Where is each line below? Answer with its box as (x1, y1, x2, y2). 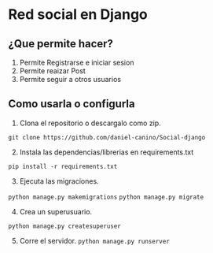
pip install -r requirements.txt (8, 162, 118, 170)
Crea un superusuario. (19, 206, 93, 216)
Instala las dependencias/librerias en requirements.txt (19, 147, 194, 157)
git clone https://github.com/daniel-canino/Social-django (8, 133, 206, 141)
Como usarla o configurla (8, 97, 135, 111)
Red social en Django (8, 6, 148, 24)
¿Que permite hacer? (8, 37, 114, 50)
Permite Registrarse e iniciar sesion (19, 58, 134, 67)
